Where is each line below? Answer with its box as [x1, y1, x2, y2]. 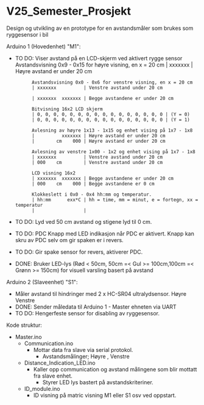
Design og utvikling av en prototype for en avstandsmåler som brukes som [6, 24, 194, 32]
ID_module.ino [24, 385, 60, 392]
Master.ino [15, 333, 42, 340]
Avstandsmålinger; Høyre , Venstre [42, 353, 130, 360]
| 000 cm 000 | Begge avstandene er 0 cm [31, 181, 155, 187]
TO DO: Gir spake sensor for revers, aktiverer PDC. [15, 248, 143, 256]
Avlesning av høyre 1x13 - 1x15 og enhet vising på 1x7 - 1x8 [31, 127, 193, 134]
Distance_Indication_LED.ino [24, 359, 96, 367]
